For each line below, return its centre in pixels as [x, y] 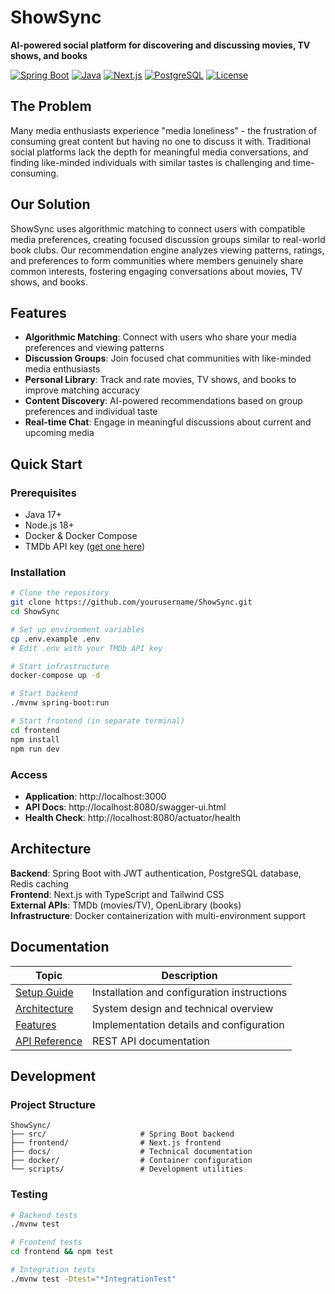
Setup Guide [44, 992]
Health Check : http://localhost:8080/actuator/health [132, 817]
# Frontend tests [46, 1242]
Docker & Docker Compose [81, 536]
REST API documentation [151, 1041]
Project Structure [53, 1104]
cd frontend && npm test [62, 1252]
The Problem [51, 106]
